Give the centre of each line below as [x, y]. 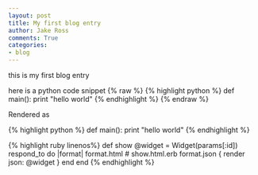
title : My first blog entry [55, 23]
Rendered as [29, 115]
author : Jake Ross [39, 30]
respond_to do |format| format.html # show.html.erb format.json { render [127, 154]
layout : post [30, 16]
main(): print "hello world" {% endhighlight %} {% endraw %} [108, 99]
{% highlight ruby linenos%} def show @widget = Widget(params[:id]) [123, 145]
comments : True [33, 38]
